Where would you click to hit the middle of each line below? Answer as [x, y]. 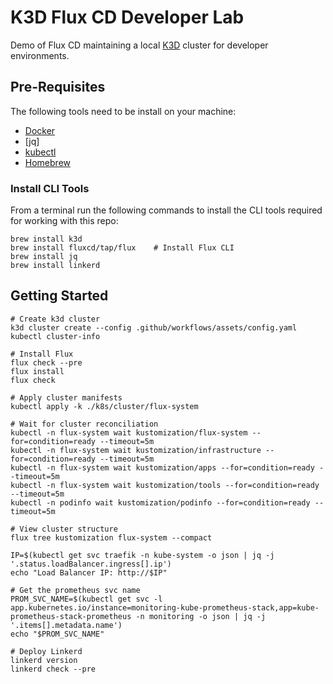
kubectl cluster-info [55, 336]
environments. [40, 55]
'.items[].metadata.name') [66, 625]
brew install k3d [46, 239]
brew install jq [44, 257]
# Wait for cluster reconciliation [84, 424]
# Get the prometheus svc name [75, 590]
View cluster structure [68, 529]
